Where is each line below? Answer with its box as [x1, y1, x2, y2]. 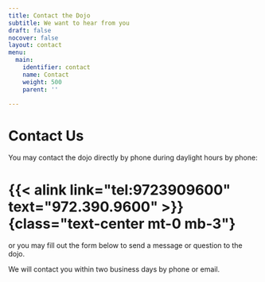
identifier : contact [22, 64, 91, 71]
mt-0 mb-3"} [147, 214, 236, 233]
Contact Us [8, 126, 84, 145]
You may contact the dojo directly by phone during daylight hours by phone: [8, 153, 258, 163]
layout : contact [8, 41, 62, 49]
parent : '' [22, 85, 59, 94]
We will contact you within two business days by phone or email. [8, 265, 220, 274]
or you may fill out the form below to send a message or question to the [8, 241, 243, 250]
